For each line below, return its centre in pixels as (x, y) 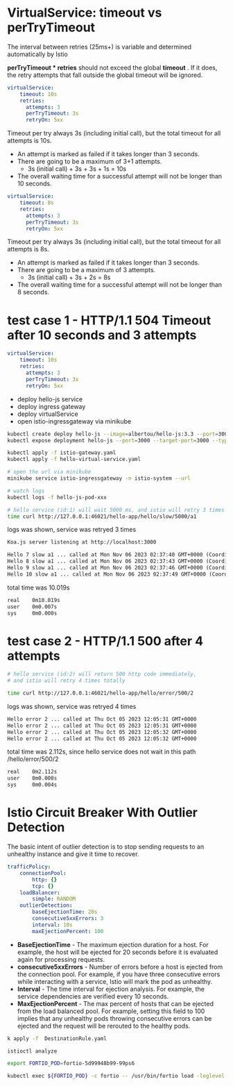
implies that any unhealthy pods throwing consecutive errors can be (114, 1018)
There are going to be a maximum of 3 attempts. (86, 270)
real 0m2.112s (32, 772)
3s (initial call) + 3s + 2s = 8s (69, 277)
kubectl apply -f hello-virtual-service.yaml (74, 460)
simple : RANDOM (54, 899)
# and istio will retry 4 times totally (67, 681)
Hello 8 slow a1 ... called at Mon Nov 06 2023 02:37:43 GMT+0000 (105, 561)
